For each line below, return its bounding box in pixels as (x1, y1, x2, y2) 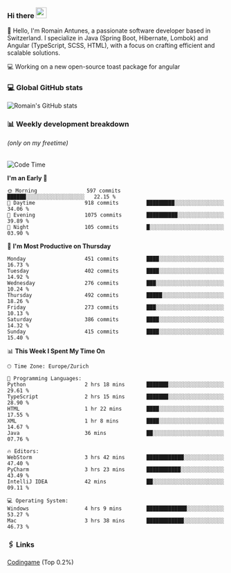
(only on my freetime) (7, 139, 69, 147)
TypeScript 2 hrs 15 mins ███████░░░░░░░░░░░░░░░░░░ (7, 393, 225, 400)
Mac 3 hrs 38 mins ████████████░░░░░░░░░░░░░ (7, 517, 225, 524)
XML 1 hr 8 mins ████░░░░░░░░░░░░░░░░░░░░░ (7, 417, 225, 425)
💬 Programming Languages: (7, 375, 82, 382)
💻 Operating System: (7, 497, 69, 504)
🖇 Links (7, 540, 35, 549)
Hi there (7, 10, 35, 20)
